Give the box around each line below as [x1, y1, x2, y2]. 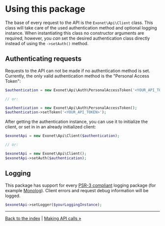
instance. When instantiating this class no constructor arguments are [5, 30, 144, 36]
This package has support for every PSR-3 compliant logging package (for [5, 182, 156, 188]
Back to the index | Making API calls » [5, 216, 82, 222]
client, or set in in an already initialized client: [5, 124, 96, 130]
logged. [5, 193, 21, 199]
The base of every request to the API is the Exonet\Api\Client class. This [5, 20, 153, 25]
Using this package [5, 3, 85, 15]
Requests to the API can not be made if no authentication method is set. [5, 68, 151, 74]
